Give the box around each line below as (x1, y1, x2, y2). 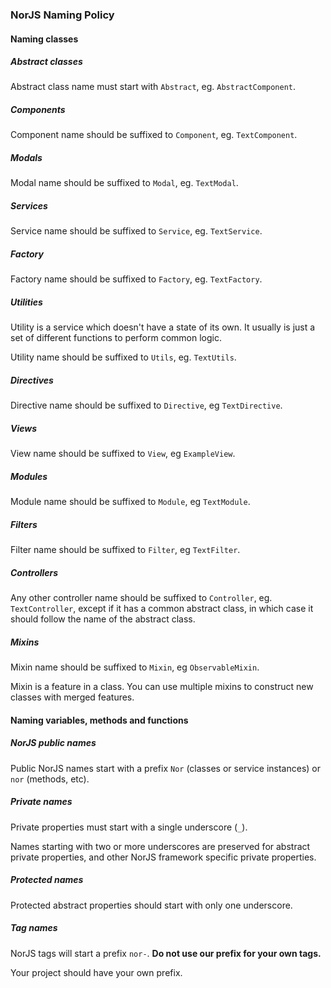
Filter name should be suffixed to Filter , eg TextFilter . (10, 544, 241, 556)
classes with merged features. (10, 691, 135, 703)
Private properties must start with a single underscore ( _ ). (10, 821, 248, 833)
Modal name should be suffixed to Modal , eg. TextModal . (10, 177, 239, 189)
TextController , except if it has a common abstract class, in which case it (10, 603, 314, 615)
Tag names (10, 922, 58, 934)
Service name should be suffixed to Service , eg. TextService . (10, 225, 263, 237)
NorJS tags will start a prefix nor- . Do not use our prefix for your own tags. (10, 947, 322, 959)
